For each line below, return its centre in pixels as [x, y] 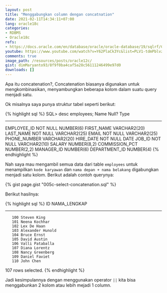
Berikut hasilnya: [22, 194]
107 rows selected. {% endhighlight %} [45, 270]
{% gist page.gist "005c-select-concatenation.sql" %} [61, 184]
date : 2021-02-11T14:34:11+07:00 [40, 19]
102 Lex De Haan [29, 226]
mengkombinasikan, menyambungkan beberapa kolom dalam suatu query [81, 89]
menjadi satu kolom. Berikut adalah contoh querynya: [60, 175]
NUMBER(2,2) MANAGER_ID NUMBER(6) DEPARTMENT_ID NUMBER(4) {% [82, 149]
